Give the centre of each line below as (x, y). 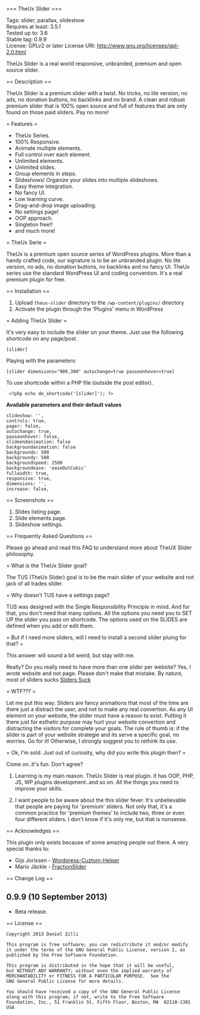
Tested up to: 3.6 (27, 33)
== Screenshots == (30, 500)
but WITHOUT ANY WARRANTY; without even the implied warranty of (89, 971)
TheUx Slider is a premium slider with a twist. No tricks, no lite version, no (97, 93)
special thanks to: (28, 849)
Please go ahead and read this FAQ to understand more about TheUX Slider (99, 548)
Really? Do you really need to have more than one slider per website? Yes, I (99, 667)
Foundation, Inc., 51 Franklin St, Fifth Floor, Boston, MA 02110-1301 (99, 1002)
